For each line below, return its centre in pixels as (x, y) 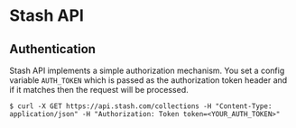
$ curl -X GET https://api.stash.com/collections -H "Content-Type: (141, 106)
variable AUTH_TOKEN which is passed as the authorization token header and (148, 80)
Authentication (53, 49)
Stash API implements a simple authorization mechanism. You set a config (147, 70)
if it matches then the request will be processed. (99, 90)
